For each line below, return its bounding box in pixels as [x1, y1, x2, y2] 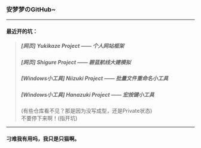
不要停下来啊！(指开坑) [20, 115, 78, 122]
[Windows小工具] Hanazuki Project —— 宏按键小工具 [20, 91, 154, 98]
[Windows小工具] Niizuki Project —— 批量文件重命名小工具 [20, 75, 169, 82]
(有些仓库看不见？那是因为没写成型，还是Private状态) [20, 107, 153, 114]
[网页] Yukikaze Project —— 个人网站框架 [20, 42, 124, 50]
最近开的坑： [6, 27, 38, 35]
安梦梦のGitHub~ [6, 5, 56, 13]
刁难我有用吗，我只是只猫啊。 [6, 135, 80, 142]
